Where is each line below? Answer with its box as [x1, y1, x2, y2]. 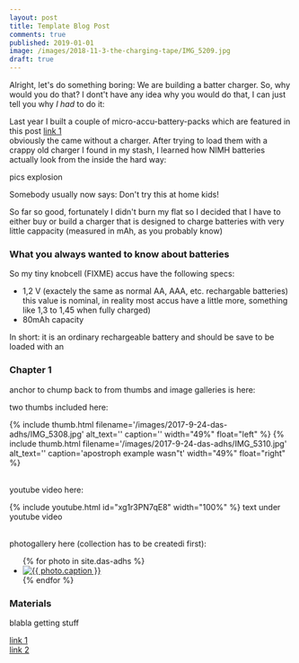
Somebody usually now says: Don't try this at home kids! [9, 190, 220, 199]
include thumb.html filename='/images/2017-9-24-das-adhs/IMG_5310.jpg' [9, 438, 287, 449]
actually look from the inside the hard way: [9, 155, 167, 164]
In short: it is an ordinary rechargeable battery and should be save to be [9, 331, 275, 342]
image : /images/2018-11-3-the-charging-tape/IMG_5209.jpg [9, 47, 231, 56]
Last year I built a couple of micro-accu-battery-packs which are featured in [9, 116, 291, 127]
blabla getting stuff [9, 617, 79, 628]
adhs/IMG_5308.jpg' [9, 429, 84, 439]
